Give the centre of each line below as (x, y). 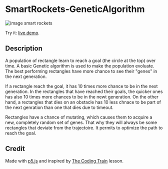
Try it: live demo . (22, 32)
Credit (15, 149)
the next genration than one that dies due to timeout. (59, 107)
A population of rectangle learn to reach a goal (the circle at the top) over (80, 60)
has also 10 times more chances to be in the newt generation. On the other (82, 96)
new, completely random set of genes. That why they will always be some (81, 122)
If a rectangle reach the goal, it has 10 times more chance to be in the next (81, 86)
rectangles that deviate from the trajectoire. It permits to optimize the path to (84, 127)
